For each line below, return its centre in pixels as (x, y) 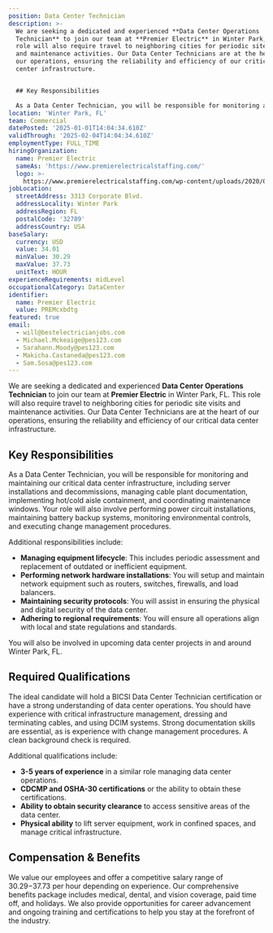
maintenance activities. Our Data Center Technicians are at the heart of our (134, 412)
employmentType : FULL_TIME (54, 143)
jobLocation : (30, 189)
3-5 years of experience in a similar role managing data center (126, 771)
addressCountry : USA (50, 226)
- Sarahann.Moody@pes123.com (65, 348)
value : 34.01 (38, 249)
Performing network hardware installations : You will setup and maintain (142, 576)
